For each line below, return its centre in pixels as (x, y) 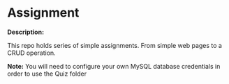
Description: (25, 32)
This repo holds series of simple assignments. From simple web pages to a (114, 45)
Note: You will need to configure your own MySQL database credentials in (114, 66)
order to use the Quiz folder (47, 74)
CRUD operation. (31, 53)
